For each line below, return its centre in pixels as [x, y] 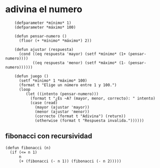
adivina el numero [44, 9]
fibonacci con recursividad [49, 136]
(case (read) [44, 103]
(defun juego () [32, 76]
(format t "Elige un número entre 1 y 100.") [68, 85]
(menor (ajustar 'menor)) [62, 112]
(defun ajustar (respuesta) [44, 49]
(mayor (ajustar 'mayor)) [62, 107]
